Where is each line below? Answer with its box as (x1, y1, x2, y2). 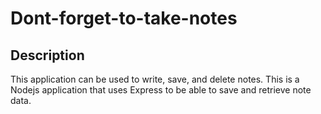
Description (10, 47, 85, 64)
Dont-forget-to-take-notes (10, 7, 238, 30)
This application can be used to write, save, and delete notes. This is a (10, 73, 300, 85)
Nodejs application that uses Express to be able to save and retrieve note (10, 84, 312, 96)
